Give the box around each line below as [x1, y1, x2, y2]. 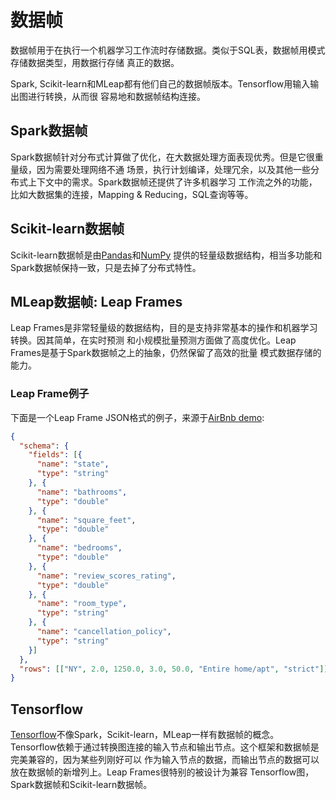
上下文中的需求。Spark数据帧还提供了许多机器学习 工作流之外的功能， [27, 176, 318, 188]
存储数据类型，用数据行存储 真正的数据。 [10, 56, 180, 68]
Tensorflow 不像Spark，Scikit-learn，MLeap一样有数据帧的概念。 [10, 729, 280, 741]
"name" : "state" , [36, 459, 110, 470]
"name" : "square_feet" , [36, 515, 137, 525]
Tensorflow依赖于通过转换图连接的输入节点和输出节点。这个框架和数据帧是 [10, 741, 320, 753]
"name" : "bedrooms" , [36, 543, 123, 553]
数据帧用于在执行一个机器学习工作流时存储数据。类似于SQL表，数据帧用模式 [10, 44, 326, 56]
